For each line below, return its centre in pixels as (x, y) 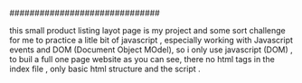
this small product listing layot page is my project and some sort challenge (148, 30)
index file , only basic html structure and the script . (105, 69)
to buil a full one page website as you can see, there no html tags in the (142, 59)
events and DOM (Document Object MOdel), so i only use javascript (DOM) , (151, 50)
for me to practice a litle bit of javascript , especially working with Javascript (151, 40)
